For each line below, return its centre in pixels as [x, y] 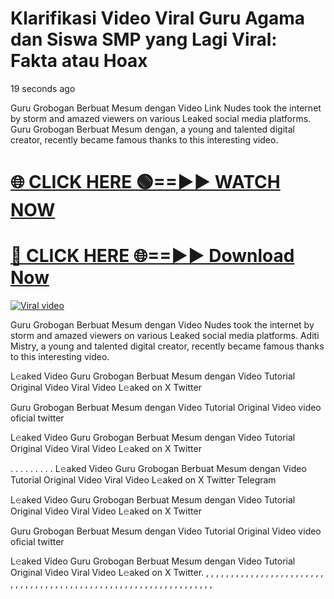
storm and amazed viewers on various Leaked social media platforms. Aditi [165, 336]
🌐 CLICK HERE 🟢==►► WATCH [145, 182]
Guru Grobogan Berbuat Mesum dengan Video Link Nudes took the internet [166, 108]
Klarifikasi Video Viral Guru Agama [157, 18]
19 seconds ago [43, 88]
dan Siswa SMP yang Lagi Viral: [144, 39]
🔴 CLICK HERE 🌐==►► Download [152, 256]
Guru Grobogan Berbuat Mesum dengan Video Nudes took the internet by [162, 325]
